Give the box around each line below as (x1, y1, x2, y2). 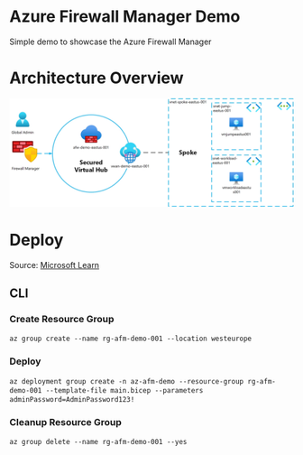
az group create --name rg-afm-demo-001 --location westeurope (9, 334, 252, 344)
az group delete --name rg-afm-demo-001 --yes (9, 438, 188, 447)
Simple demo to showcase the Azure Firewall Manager (9, 36, 212, 47)
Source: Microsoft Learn (9, 259, 100, 270)
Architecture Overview (9, 68, 184, 88)
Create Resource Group (9, 313, 115, 326)
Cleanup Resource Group (9, 415, 122, 428)
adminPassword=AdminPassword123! (9, 395, 135, 404)
